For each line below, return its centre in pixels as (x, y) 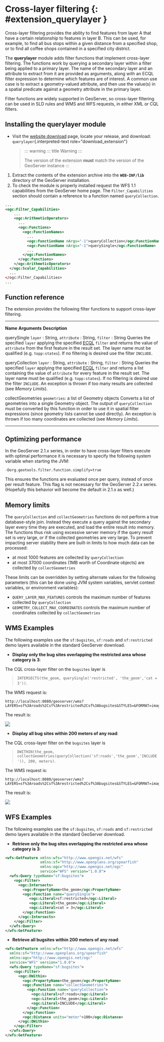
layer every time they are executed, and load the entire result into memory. (80, 527)
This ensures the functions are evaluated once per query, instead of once (79, 479)
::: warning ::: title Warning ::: (53, 151)
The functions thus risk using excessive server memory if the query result (79, 532)
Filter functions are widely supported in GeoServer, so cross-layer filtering (80, 98)
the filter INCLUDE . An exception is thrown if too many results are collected (79, 384)
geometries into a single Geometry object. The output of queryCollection (79, 403)
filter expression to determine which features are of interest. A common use (81, 79)
